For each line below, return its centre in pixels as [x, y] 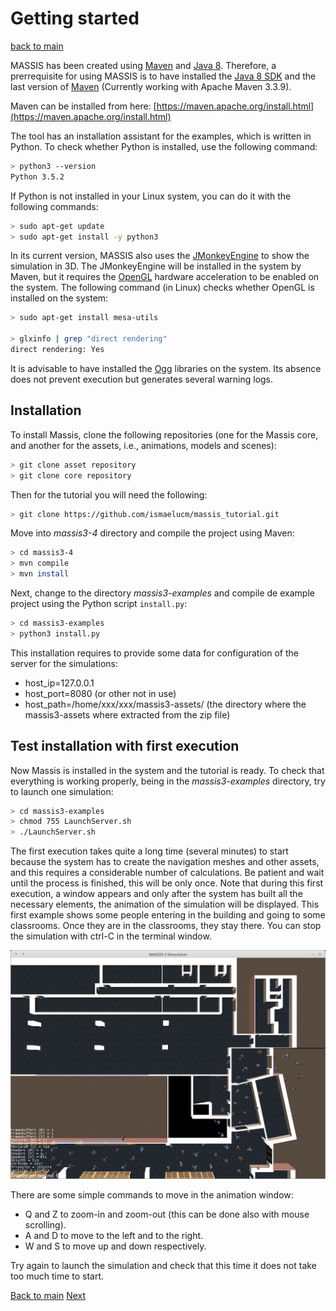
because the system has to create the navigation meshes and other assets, [165, 862]
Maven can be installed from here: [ [83, 106]
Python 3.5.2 [37, 177]
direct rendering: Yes [57, 350]
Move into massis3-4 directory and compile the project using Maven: [152, 533]
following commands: [54, 206]
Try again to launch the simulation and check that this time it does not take [163, 1266]
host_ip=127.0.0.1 [59, 683]
